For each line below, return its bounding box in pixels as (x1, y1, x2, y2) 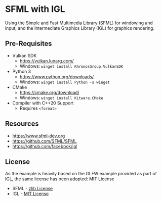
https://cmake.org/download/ (19, 89, 80, 95)
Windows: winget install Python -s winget (19, 79, 110, 85)
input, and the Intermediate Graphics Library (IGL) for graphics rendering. (5, 25, 155, 31)
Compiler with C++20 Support (12, 100, 74, 106)
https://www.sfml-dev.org (12, 133, 65, 139)
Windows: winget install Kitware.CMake (19, 95, 104, 100)
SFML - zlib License (12, 186, 53, 192)
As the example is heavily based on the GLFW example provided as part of (5, 171, 157, 177)
